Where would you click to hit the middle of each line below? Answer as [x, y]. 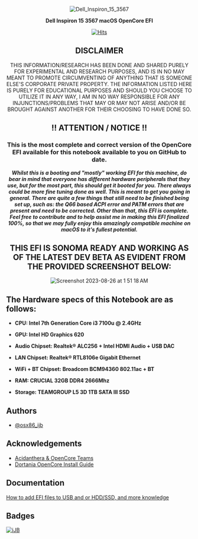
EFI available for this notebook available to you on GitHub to [99, 153]
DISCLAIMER [99, 51]
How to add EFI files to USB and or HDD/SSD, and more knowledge [88, 497]
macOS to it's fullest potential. [99, 229]
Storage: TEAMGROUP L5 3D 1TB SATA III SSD [72, 392]
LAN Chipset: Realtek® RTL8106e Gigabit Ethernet [77, 358]
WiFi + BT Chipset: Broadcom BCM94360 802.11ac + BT [85, 369]
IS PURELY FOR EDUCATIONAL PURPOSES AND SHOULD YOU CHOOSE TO [99, 90]
